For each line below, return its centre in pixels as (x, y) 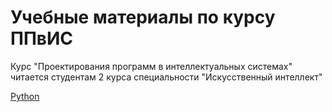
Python (25, 96)
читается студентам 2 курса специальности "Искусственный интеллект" (166, 77)
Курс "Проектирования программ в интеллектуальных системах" (151, 66)
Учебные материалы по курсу (143, 17)
